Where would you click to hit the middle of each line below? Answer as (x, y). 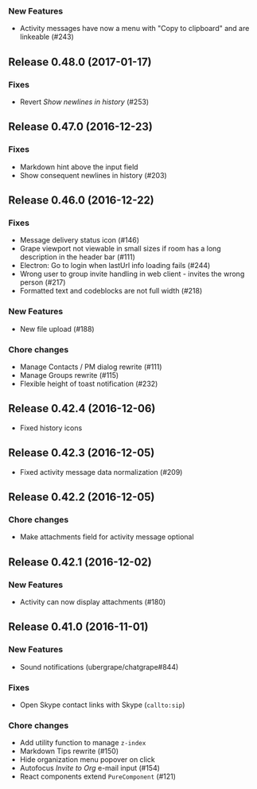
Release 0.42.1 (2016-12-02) (80, 562)
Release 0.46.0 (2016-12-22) (82, 200)
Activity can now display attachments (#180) (93, 601)
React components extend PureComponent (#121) (98, 776)
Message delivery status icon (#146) (80, 240)
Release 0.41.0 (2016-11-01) (78, 627)
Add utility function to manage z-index (83, 743)
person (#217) (43, 282)
